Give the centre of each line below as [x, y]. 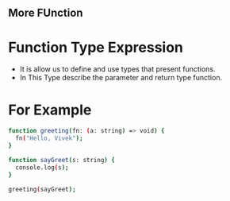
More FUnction [46, 13]
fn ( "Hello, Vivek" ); [49, 138]
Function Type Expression [96, 47]
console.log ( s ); [42, 167]
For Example [50, 110]
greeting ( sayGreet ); [42, 189]
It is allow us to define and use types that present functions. [117, 69]
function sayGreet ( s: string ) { [61, 160]
